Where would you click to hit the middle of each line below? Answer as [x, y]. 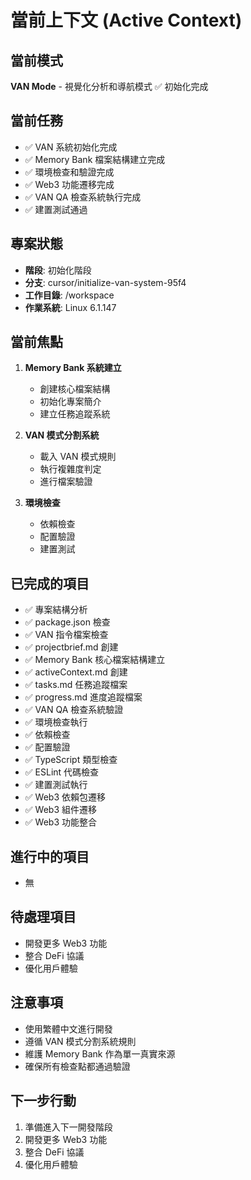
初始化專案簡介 [70, 402]
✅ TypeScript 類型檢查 [71, 760]
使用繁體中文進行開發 [68, 1028]
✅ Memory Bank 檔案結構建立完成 [95, 159]
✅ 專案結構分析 [56, 610]
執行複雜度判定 [70, 469]
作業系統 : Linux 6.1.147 [70, 307]
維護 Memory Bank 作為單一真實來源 [100, 1053]
